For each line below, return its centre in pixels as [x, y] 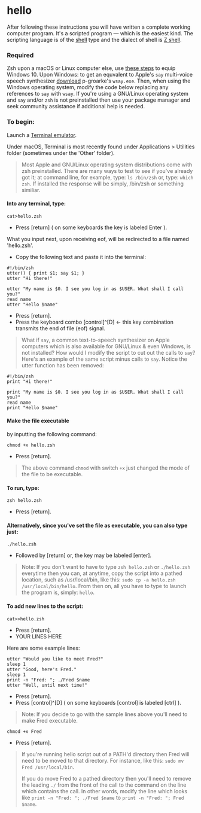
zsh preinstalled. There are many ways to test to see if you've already [107, 170]
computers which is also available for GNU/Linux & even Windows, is [106, 346]
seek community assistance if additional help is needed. [76, 106]
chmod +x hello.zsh [31, 445]
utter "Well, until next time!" [47, 685]
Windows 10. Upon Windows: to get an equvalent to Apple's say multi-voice [100, 75]
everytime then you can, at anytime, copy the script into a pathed [102, 573]
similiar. [31, 190]
